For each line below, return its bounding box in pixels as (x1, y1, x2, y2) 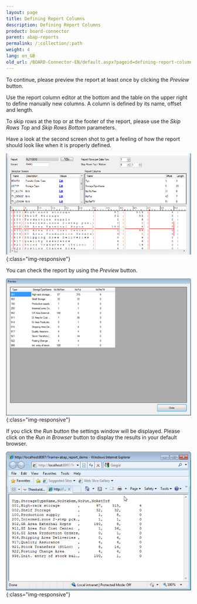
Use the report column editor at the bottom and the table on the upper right (6, 94, 188, 101)
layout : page (6, 9, 38, 15)
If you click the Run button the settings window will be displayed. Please (6, 427, 181, 434)
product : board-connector (6, 28, 69, 34)
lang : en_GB (6, 53, 35, 59)
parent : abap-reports (6, 34, 59, 41)
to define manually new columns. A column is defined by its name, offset (6, 100, 182, 107)
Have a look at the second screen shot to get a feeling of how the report (6, 135, 180, 142)
